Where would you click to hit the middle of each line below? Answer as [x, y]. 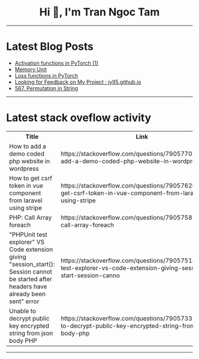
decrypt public [29, 318]
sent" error [24, 301]
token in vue [26, 185]
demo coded [27, 154]
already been [28, 294]
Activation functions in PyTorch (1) [57, 63]
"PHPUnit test [28, 234]
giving [18, 256]
